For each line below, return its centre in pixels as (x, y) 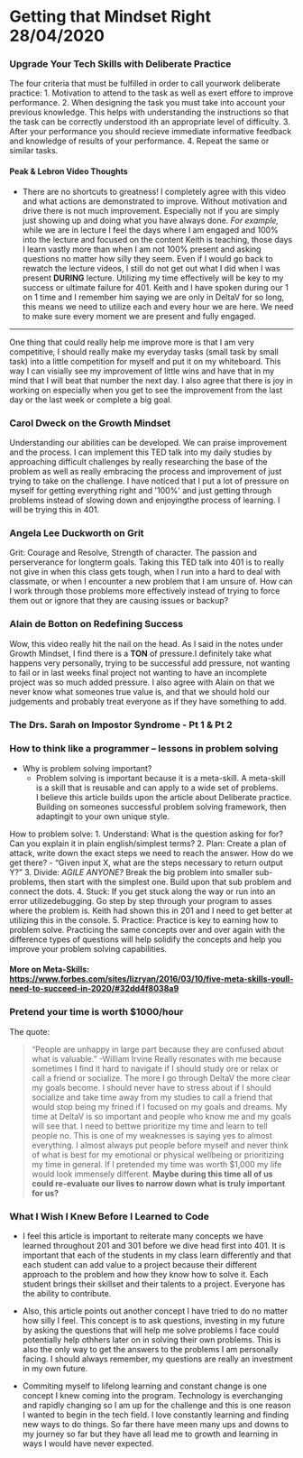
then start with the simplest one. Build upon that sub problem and (170, 881)
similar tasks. (34, 151)
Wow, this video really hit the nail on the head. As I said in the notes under (147, 643)
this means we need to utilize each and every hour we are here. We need (158, 306)
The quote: (30, 1031)
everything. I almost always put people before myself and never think (160, 1145)
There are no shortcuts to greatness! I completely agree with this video (154, 191)
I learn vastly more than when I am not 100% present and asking (142, 249)
